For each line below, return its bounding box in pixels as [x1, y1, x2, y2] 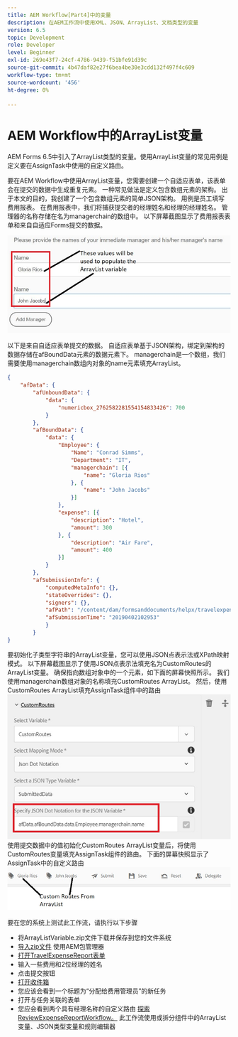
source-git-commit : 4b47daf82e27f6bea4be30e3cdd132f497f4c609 [7, 64, 195, 71]
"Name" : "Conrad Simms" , [70, 449, 144, 456]
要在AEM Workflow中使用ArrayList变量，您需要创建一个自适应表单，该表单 [7, 176, 226, 185]
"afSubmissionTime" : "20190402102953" [45, 614, 160, 621]
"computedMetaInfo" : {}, [45, 584, 119, 591]
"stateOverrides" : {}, [45, 591, 113, 598]
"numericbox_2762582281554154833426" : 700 [57, 404, 186, 412]
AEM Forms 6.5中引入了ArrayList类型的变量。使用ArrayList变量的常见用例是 [7, 153, 229, 161]
